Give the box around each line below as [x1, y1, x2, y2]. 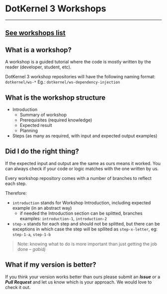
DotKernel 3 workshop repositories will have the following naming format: [5, 74, 156, 80]
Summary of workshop [19, 112, 67, 118]
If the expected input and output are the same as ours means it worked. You [5, 160, 161, 166]
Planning [19, 127, 38, 133]
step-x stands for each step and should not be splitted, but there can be [12, 221, 160, 227]
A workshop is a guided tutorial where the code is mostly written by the [5, 59, 152, 65]
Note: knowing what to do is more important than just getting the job [17, 241, 158, 247]
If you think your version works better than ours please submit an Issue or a [5, 274, 161, 280]
